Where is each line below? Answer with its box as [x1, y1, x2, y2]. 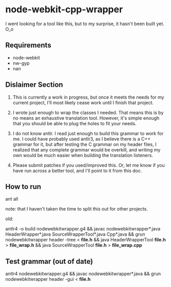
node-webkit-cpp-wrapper [5, 4, 123, 15]
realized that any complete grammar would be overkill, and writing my [12, 146, 161, 152]
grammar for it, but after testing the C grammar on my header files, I [12, 141, 157, 147]
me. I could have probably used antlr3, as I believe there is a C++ [12, 136, 150, 142]
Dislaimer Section [5, 81, 63, 89]
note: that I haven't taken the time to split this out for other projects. [5, 206, 148, 212]
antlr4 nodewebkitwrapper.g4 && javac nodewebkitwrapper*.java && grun [5, 271, 161, 277]
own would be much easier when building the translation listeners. [12, 152, 153, 158]
